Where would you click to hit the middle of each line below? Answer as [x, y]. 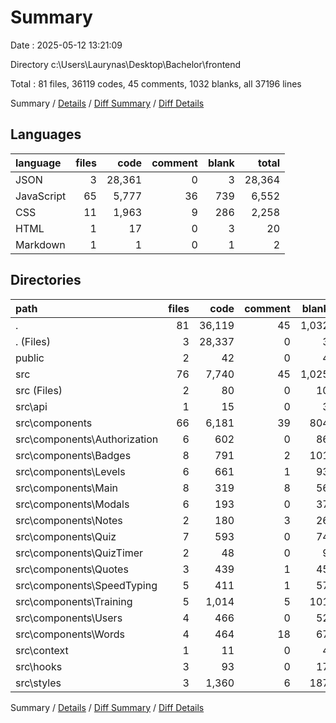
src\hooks [39, 666]
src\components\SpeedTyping [86, 585]
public [30, 358]
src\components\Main [66, 488]
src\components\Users [69, 618]
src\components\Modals [72, 504]
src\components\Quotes [72, 569]
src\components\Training [74, 601]
